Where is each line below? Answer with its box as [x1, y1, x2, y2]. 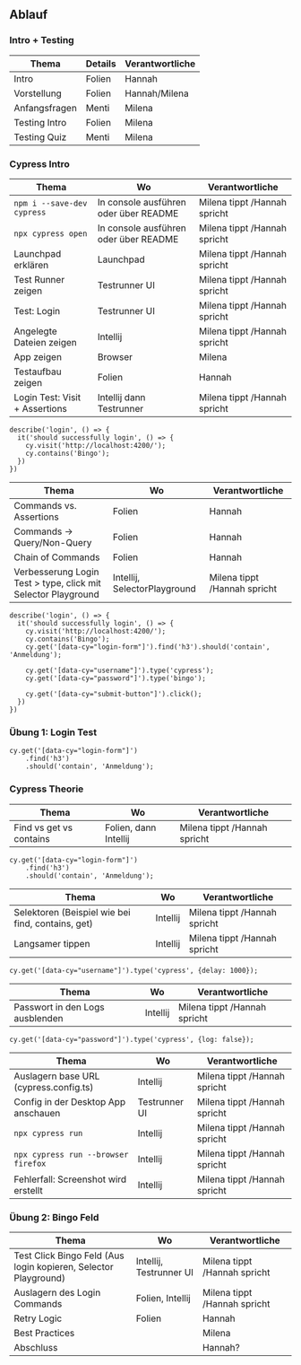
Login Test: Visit [13, 390, 82, 403]
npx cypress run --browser [13, 1149, 129, 1159]
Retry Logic [13, 1312, 63, 1325]
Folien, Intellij [135, 1291, 191, 1304]
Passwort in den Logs [13, 1001, 105, 1013]
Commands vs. [13, 499, 78, 512]
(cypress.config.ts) [13, 1081, 94, 1093]
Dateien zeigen [13, 336, 78, 348]
